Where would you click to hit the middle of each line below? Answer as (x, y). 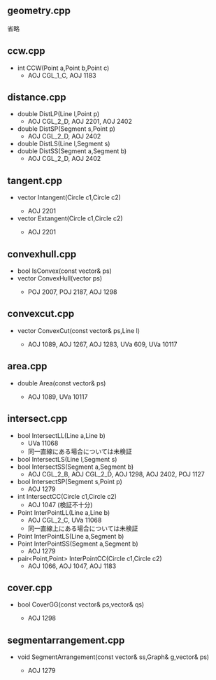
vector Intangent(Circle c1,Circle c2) (69, 197)
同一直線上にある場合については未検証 (83, 528)
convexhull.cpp (42, 254)
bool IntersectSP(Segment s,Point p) (70, 481)
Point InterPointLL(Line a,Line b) (64, 512)
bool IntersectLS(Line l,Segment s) (67, 459)
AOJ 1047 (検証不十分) (60, 504)
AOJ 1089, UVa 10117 (58, 397)
